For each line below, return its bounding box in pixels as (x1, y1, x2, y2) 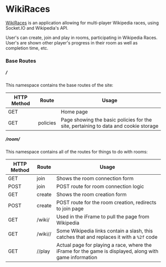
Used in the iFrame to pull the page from (56, 213, 150, 220)
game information (56, 254, 98, 261)
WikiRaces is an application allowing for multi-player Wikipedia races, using (5, 20, 159, 26)
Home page (61, 108, 88, 115)
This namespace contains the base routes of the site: (5, 82, 114, 88)
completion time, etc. (5, 45, 49, 51)
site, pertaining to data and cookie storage (61, 122, 159, 129)
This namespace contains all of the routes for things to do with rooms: (5, 149, 148, 154)
